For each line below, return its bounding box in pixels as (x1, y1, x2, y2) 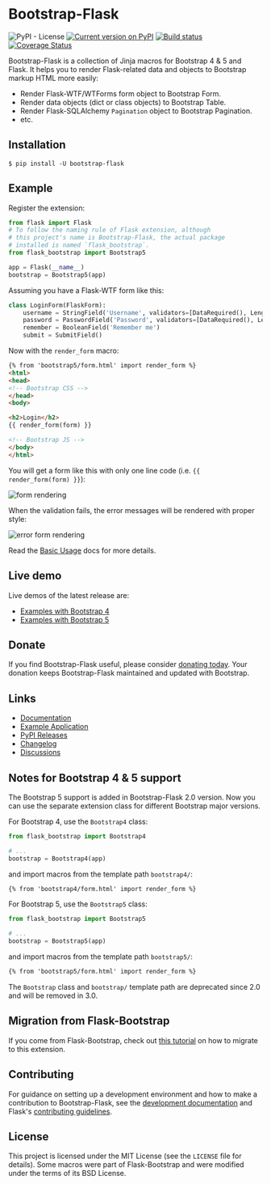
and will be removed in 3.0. (8, 991, 98, 1000)
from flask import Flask (8, 219, 92, 227)
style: (8, 514, 27, 524)
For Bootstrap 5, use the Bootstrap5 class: (8, 899, 148, 909)
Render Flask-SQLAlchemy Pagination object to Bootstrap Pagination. (19, 106, 252, 116)
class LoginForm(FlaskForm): (8, 301, 106, 309)
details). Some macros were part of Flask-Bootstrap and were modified (8, 1160, 244, 1169)
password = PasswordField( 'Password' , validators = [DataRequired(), (23, 316, 254, 325)
